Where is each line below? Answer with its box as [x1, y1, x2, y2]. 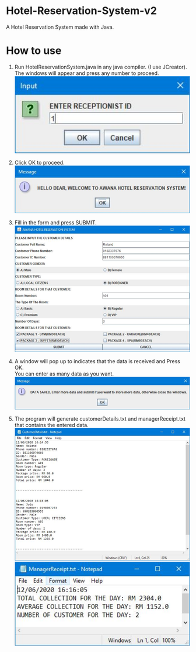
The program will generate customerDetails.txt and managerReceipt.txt [14, 415, 185, 422]
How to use [6, 44, 62, 57]
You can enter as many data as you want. [14, 370, 114, 377]
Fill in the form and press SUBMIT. [14, 219, 97, 226]
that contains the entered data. [14, 422, 89, 429]
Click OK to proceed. [14, 159, 65, 166]
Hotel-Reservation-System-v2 [6, 4, 157, 18]
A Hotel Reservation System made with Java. [6, 23, 114, 30]
